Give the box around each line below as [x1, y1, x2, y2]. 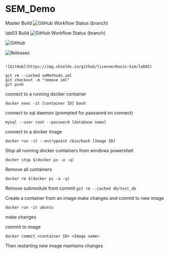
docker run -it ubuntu [5, 205, 54, 210]
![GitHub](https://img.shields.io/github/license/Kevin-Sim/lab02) [5, 64, 153, 69]
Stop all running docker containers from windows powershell [5, 147, 134, 153]
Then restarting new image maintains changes [5, 242, 103, 248]
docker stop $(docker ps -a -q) [5, 157, 74, 163]
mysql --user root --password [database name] [5, 120, 107, 125]
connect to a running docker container [5, 90, 87, 97]
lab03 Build [5, 30, 30, 36]
